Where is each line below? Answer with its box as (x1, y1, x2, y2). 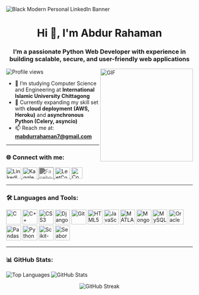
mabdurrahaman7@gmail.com (14, 133, 92, 140)
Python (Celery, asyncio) (14, 118, 78, 125)
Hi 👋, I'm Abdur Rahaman (37, 27, 162, 40)
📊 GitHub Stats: (6, 256, 53, 264)
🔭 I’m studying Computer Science (14, 80, 97, 87)
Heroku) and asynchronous (14, 112, 84, 119)
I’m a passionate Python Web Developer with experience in (12, 47, 187, 56)
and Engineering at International (14, 86, 95, 93)
